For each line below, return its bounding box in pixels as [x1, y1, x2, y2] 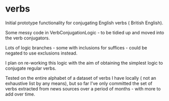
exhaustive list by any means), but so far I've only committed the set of [5, 80, 152, 86]
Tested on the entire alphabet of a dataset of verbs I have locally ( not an [5, 75, 156, 81]
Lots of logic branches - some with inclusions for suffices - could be [5, 44, 147, 50]
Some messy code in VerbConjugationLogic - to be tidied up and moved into [5, 29, 164, 35]
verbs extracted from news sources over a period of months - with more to [5, 85, 161, 91]
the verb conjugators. [5, 35, 50, 41]
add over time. [5, 91, 35, 97]
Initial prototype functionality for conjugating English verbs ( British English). [5, 20, 163, 26]
